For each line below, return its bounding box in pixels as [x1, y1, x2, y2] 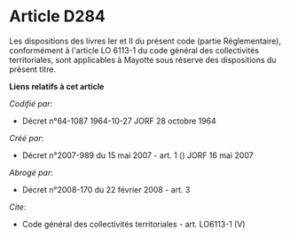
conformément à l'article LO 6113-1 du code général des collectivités [9, 44, 260, 55]
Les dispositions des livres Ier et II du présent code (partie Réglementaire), [9, 36, 282, 46]
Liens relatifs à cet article [9, 81, 105, 91]
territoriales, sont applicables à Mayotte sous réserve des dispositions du [9, 54, 277, 65]
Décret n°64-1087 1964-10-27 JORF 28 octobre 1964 [21, 115, 217, 126]
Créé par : [9, 132, 44, 143]
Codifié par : [9, 98, 53, 108]
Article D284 [9, 6, 106, 27]
